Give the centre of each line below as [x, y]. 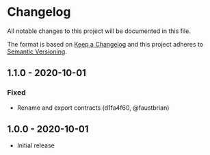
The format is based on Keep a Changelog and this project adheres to [105, 44]
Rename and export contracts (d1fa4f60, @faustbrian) [93, 108]
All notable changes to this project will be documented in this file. [99, 31]
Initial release [36, 145]
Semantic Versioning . [37, 51]
